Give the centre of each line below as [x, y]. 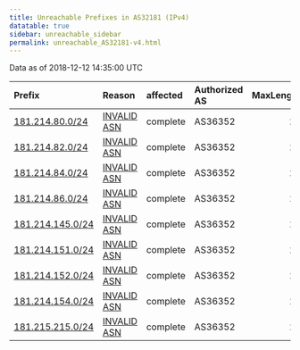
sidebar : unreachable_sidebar [66, 34]
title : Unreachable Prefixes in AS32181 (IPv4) [100, 17]
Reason [119, 96]
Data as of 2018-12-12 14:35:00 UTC [76, 68]
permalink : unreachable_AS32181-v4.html [86, 42]
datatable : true [39, 26]
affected [164, 96]
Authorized [219, 90]
